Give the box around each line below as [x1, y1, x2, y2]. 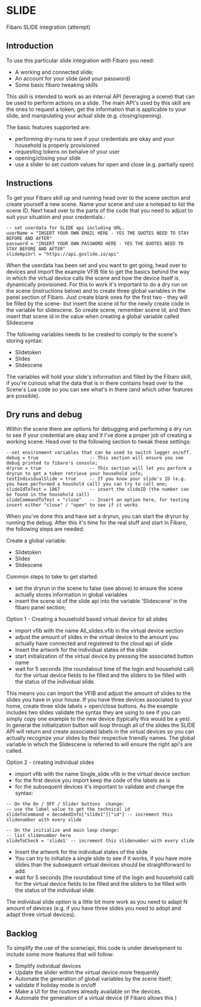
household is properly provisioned [14, 142, 100, 149]
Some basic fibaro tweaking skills [14, 81, 98, 88]
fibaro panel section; [14, 604, 67, 611]
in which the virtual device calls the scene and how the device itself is [6, 274, 179, 281]
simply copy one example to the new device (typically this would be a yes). [6, 715, 192, 723]
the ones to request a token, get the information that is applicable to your [6, 106, 187, 113]
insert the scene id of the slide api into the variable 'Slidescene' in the [14, 598, 187, 605]
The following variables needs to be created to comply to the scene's [6, 331, 178, 338]
